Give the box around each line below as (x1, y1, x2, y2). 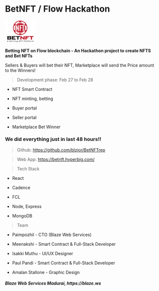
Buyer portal (12, 105, 37, 111)
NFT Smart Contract (12, 86, 52, 92)
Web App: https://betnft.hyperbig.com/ (16, 156, 95, 162)
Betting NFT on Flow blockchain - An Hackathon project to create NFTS (5, 48, 151, 53)
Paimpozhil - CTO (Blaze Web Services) (12, 232, 92, 238)
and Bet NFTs (5, 52, 33, 59)
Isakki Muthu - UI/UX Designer (12, 250, 74, 256)
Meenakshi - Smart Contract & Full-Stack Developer (12, 241, 116, 247)
